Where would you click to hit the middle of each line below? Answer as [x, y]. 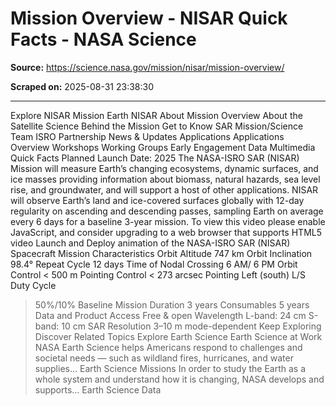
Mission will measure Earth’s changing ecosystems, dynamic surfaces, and [164, 168]
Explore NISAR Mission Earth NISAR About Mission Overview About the [156, 115]
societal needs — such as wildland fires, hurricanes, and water [164, 358]
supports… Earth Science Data [98, 389]
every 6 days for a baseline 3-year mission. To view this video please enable [168, 221]
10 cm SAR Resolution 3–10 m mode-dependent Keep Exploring [191, 326]
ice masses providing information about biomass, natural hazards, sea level [165, 179]
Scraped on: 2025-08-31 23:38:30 [82, 86]
